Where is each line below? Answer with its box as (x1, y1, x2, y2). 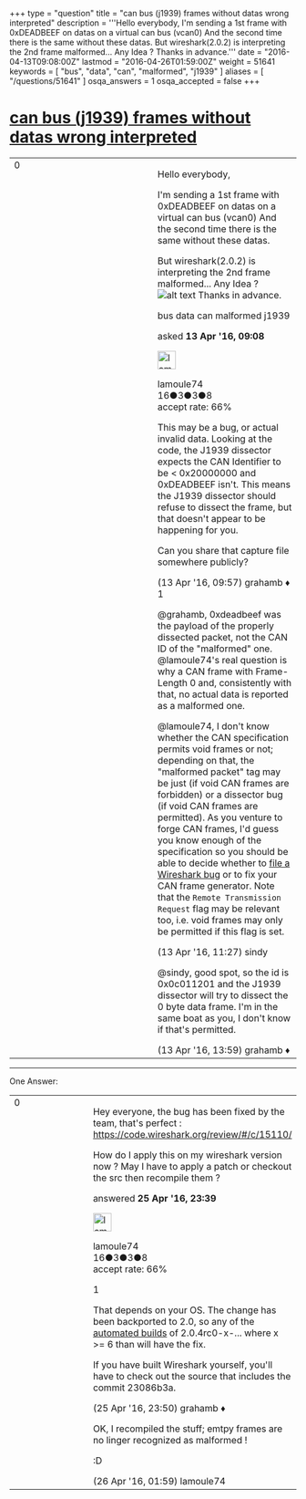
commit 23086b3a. (92, 1381, 177, 1394)
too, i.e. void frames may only (158, 913, 284, 926)
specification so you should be (158, 845, 289, 858)
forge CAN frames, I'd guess (158, 822, 280, 835)
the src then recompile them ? (92, 1171, 220, 1184)
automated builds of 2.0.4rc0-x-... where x (92, 1327, 280, 1339)
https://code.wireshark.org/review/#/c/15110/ (92, 1128, 292, 1140)
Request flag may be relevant (158, 902, 280, 915)
